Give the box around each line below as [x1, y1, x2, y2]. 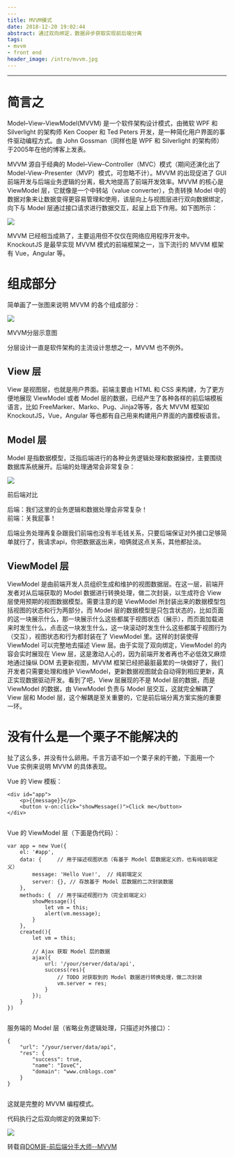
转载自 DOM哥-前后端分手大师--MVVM [7, 1142, 117, 1151]
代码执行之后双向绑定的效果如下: [7, 1114, 101, 1123]
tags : [7, 36, 23, 43]
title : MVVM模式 [7, 17, 52, 24]
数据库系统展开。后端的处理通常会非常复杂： [7, 462, 136, 471]
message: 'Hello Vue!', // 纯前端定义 [32, 871, 143, 878]
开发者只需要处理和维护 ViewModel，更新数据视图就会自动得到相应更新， [7, 668, 218, 676]
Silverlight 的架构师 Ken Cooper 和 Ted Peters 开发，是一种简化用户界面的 [7, 127, 219, 136]
